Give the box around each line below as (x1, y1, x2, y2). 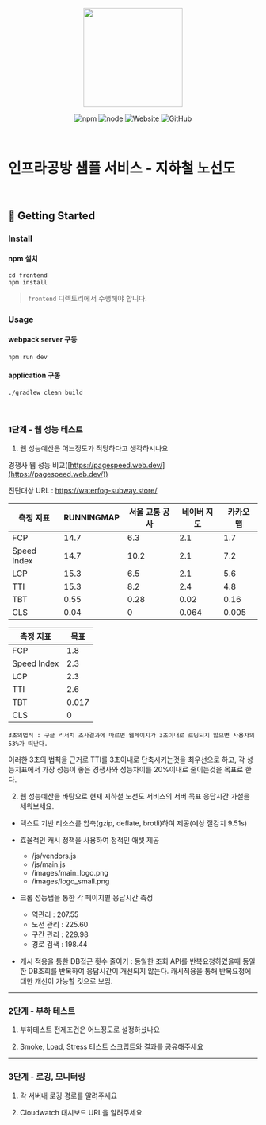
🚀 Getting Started (8, 209, 96, 222)
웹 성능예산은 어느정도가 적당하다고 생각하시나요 (19, 443, 169, 453)
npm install (8, 279, 47, 287)
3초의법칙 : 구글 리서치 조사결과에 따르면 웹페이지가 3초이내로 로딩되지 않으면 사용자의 (8, 732, 255, 740)
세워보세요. (19, 802, 55, 811)
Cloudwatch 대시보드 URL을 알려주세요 (19, 1108, 142, 1117)
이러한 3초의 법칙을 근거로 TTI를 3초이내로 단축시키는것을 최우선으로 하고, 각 (8, 755, 245, 764)
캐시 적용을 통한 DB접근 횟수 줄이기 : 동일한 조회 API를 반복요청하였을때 (19, 957, 241, 966)
